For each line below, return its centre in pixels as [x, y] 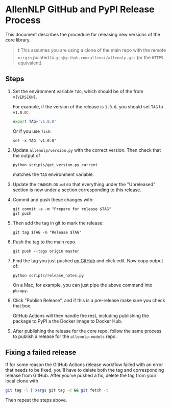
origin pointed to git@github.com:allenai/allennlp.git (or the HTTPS [91, 57]
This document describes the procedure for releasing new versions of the [83, 34]
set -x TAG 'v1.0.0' [34, 141]
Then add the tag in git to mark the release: [58, 223]
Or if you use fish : [32, 131]
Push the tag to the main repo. [44, 242]
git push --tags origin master [46, 251]
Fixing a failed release [41, 353]
